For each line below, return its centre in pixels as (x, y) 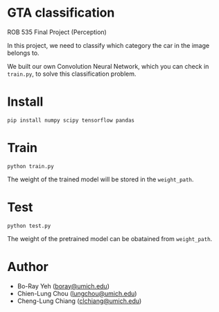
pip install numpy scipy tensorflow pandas (71, 120)
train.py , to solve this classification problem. (72, 74)
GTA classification (61, 13)
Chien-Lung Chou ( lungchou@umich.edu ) (77, 293)
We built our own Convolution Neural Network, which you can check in (108, 66)
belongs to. (23, 53)
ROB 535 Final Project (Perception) (57, 32)
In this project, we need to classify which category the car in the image (108, 45)
